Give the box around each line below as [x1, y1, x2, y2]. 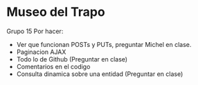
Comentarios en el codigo [16, 62, 91, 70]
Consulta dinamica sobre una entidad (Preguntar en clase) [16, 70, 183, 78]
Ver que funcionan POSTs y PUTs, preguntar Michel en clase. [16, 40, 192, 48]
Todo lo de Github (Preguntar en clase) [16, 55, 128, 63]
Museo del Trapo [6, 4, 105, 20]
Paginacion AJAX [16, 48, 66, 56]
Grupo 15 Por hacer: [6, 27, 64, 35]
